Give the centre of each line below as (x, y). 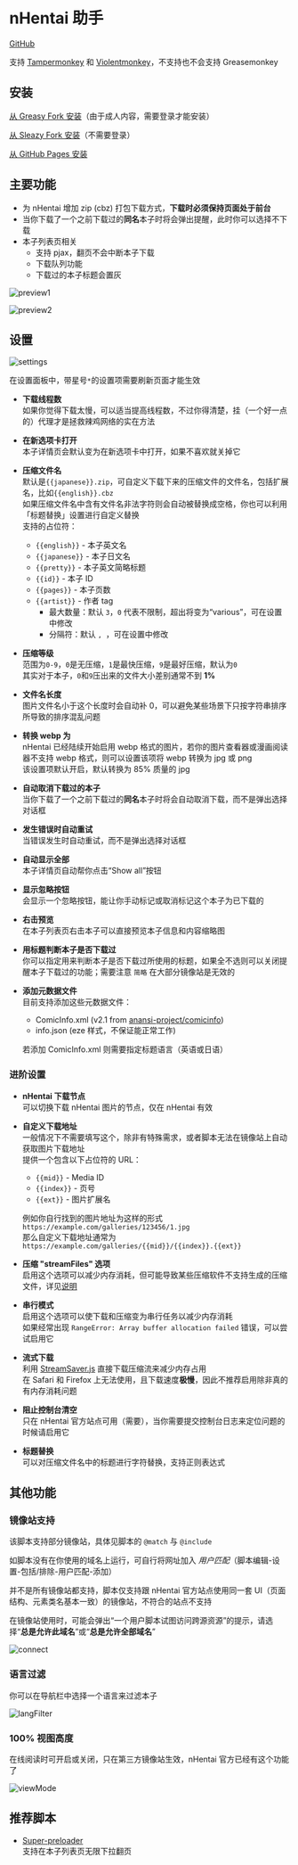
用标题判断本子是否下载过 (69, 949)
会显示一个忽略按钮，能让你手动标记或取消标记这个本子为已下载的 (143, 900)
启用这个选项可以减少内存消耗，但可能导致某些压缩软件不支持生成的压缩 (154, 1275)
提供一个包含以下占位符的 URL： (82, 1159)
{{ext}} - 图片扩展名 (73, 1199)
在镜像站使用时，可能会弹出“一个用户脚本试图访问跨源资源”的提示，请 (137, 1621)
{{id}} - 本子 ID (64, 579)
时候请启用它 (45, 1432)
